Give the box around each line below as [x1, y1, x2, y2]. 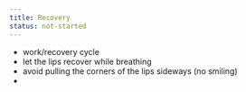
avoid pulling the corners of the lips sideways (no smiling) [22, 65, 238, 77]
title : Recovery [9, 13, 71, 23]
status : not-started [9, 22, 88, 31]
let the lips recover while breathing [22, 56, 152, 67]
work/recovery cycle [22, 46, 99, 57]
